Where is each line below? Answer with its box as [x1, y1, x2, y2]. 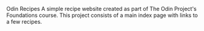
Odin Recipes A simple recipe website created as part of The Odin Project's [6, 5, 197, 12]
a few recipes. [6, 18, 42, 25]
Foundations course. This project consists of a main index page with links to [6, 12, 198, 19]
